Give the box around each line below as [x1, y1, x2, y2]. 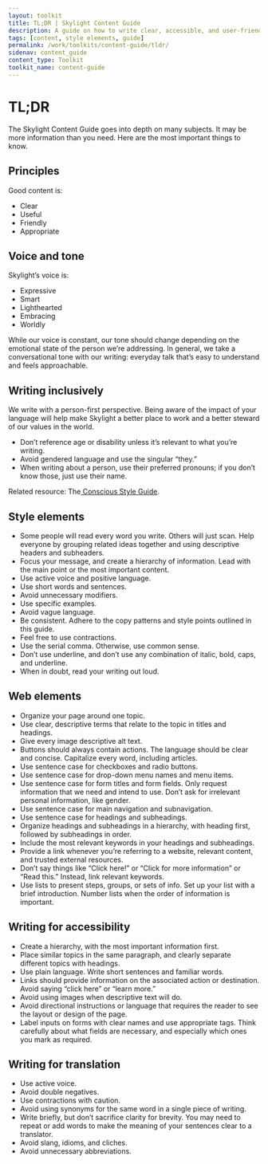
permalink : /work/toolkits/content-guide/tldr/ [8, 41, 170, 49]
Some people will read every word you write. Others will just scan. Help [19, 531, 254, 541]
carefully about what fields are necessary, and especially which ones [19, 1026, 247, 1036]
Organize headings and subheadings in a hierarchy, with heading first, [19, 820, 250, 830]
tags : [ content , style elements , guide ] [8, 33, 145, 42]
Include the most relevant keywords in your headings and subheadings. [19, 838, 255, 847]
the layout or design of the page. [19, 1009, 128, 1019]
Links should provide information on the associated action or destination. [19, 975, 260, 985]
